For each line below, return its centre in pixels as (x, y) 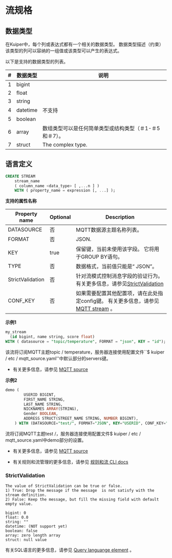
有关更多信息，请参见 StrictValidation (120, 284)
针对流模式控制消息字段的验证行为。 (120, 276)
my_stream (16, 332)
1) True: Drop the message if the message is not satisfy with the (80, 491)
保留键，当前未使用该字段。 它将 (115, 249)
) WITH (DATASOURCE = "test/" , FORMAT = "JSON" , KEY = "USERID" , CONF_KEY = (90, 423)
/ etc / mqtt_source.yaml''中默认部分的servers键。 (58, 358)
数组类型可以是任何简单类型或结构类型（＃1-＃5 (101, 128)
